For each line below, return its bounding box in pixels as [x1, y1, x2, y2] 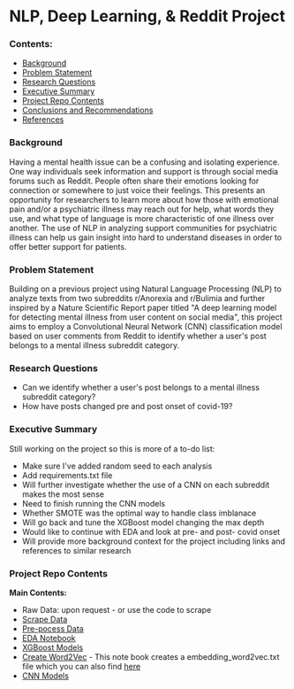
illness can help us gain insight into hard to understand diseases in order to [9, 232, 283, 243]
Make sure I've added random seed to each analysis [21, 461, 213, 471]
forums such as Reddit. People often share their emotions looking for [9, 175, 260, 186]
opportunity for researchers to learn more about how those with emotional [9, 194, 280, 205]
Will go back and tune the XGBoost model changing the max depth [21, 516, 265, 528]
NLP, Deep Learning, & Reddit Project [9, 6, 286, 27]
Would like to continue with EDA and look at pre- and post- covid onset [21, 526, 281, 537]
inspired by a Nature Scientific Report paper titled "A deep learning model [9, 303, 277, 314]
